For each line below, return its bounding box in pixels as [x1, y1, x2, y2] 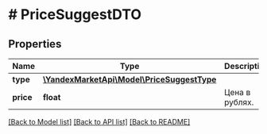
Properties [8, 37, 62, 51]
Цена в [223, 87, 251, 98]
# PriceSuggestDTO [8, 6, 141, 24]
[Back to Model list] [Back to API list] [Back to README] [8, 117, 191, 126]
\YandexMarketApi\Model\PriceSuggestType [42, 74, 217, 85]
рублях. [223, 97, 254, 108]
